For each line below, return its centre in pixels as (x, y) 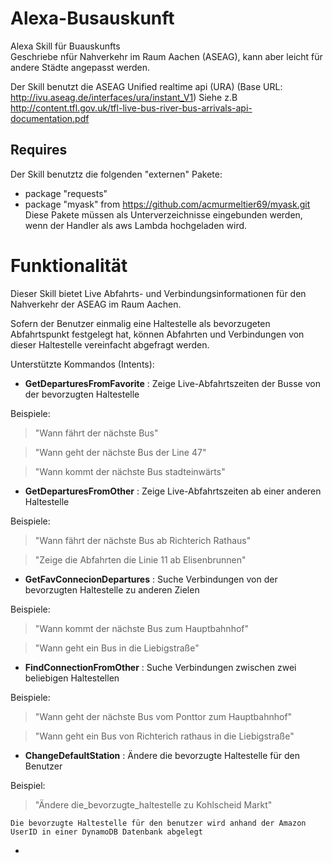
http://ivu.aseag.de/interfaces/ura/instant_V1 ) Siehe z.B (124, 97)
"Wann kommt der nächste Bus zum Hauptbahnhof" (142, 628)
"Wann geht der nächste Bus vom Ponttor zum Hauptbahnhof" (163, 716)
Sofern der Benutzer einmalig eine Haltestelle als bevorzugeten (140, 323)
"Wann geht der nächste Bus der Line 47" (120, 452)
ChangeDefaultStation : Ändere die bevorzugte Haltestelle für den (162, 755)
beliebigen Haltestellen (72, 678)
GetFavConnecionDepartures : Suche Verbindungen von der (151, 579)
